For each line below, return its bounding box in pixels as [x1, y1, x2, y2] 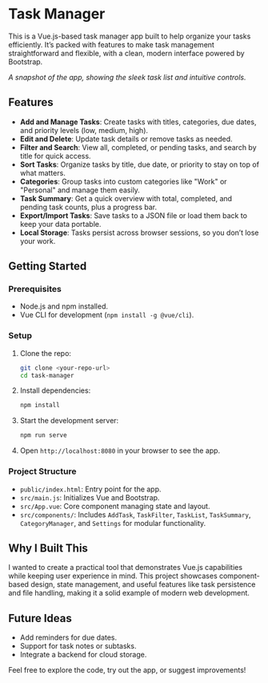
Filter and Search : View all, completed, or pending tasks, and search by [19, 142, 258, 152]
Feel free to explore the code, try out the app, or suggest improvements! [8, 665, 246, 675]
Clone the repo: [19, 348, 72, 358]
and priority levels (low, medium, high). [19, 125, 149, 135]
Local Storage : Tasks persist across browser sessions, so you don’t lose [19, 228, 259, 237]
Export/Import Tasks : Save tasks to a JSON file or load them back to [19, 210, 248, 220]
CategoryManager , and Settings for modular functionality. [19, 518, 206, 527]
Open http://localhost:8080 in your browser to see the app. [19, 446, 221, 455]
